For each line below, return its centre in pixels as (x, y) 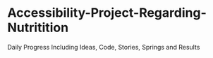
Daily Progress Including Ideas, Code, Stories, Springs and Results (104, 47)
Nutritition (38, 28)
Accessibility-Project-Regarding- (107, 13)
